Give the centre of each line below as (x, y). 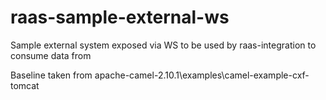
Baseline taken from (51, 75)
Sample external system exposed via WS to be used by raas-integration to (163, 45)
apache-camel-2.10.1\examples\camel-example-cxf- (202, 75)
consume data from (51, 55)
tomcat (25, 85)
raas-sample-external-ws (120, 17)
